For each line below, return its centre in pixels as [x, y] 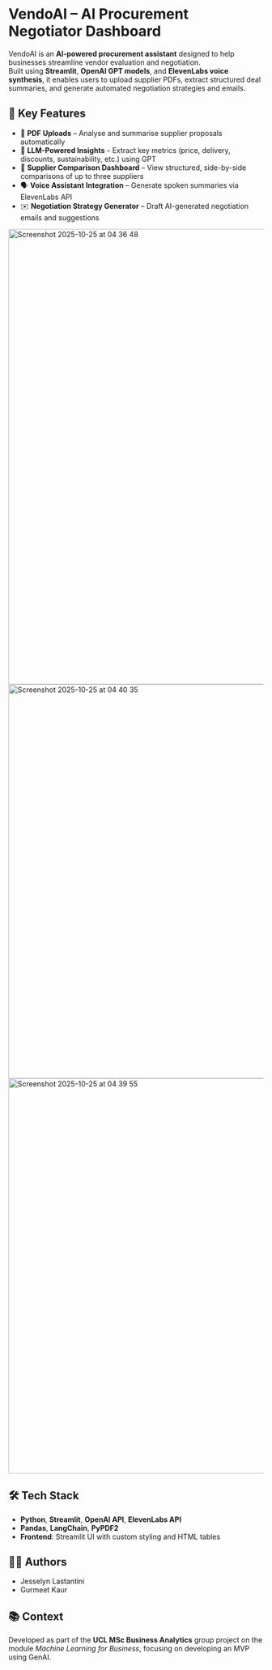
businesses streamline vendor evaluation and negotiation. [104, 62]
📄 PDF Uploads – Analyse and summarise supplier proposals [121, 133]
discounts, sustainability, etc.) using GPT [88, 159]
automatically [42, 142]
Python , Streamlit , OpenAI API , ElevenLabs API [101, 1519]
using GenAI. [30, 1657]
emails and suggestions [59, 217]
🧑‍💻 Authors [38, 1562]
